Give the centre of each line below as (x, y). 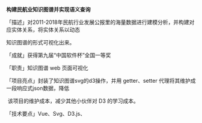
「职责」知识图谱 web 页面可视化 (47, 68)
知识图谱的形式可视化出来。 (41, 42)
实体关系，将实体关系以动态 (45, 30)
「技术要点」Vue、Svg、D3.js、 (46, 114)
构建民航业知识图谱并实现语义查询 (48, 9)
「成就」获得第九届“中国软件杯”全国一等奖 (59, 55)
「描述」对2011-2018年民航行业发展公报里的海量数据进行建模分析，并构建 (98, 22)
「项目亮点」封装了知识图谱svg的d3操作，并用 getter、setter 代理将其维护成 (101, 81)
